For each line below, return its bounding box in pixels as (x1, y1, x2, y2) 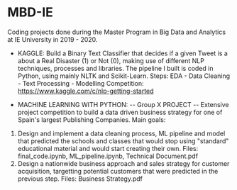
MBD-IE (7, 4, 53, 21)
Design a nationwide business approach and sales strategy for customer (17, 159, 230, 167)
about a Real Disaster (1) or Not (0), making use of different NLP (17, 56, 204, 65)
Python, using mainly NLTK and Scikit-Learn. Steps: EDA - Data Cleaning (17, 72, 231, 80)
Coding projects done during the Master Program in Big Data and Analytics (7, 28, 226, 36)
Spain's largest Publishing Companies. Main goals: (17, 115, 166, 124)
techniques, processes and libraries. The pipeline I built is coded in (17, 64, 214, 72)
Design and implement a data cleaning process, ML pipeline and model (17, 129, 226, 138)
